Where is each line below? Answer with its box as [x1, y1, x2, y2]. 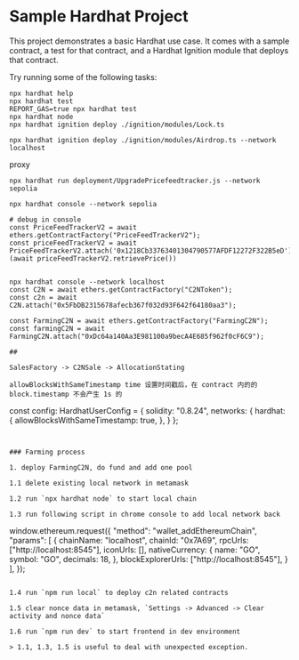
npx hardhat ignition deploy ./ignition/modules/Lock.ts [9, 120, 225, 129]
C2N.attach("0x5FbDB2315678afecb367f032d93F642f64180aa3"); [9, 301, 238, 310]
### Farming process [9, 447, 86, 456]
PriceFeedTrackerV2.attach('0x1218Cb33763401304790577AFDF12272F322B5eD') [9, 246, 293, 255]
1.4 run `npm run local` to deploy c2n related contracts [9, 588, 229, 597]
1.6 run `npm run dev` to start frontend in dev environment [9, 627, 241, 636]
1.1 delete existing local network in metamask [9, 479, 190, 487]
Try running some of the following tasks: [9, 71, 158, 82]
